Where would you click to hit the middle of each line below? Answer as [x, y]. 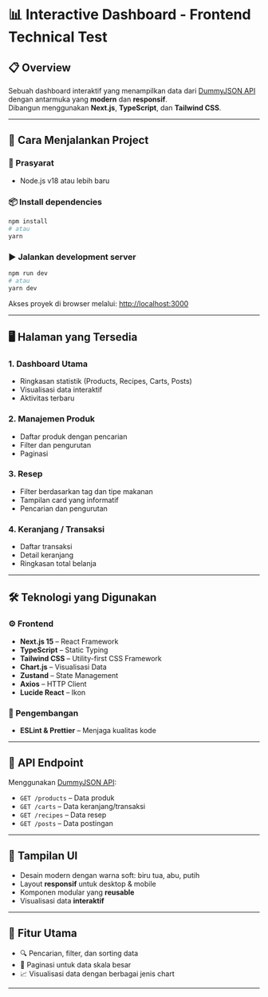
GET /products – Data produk [67, 798]
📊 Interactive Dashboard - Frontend [130, 15]
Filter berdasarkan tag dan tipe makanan [86, 491]
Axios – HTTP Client [53, 684]
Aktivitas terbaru [47, 398]
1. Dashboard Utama [48, 364]
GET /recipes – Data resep [63, 815]
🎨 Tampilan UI [43, 856]
